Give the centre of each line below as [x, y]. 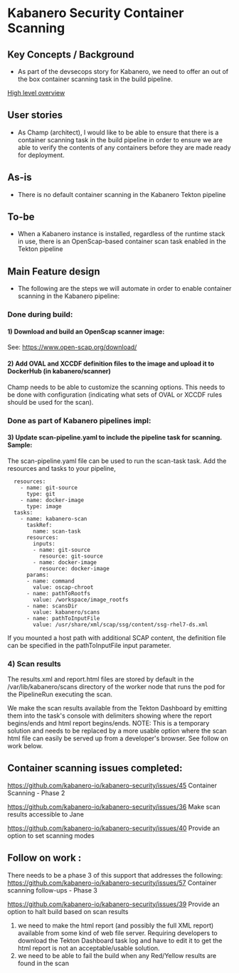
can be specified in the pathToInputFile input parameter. [89, 645]
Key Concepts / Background [71, 54]
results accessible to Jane [46, 814]
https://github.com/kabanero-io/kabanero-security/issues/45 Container [112, 785]
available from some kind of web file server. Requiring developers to [118, 932]
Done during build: [40, 314]
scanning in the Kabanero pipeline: [69, 296]
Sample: [20, 445]
